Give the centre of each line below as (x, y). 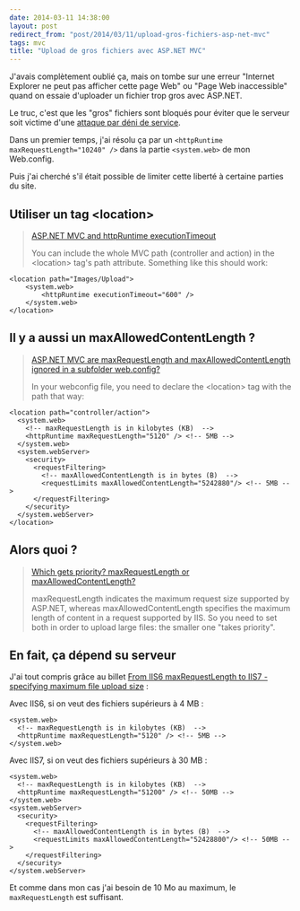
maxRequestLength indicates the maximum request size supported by (160, 599)
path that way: (58, 396)
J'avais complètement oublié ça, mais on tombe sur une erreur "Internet (142, 76)
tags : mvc (28, 43)
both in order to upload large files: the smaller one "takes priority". (153, 627)
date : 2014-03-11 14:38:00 (60, 18)
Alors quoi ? (43, 550)
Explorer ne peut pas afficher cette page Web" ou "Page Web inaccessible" (149, 86)
